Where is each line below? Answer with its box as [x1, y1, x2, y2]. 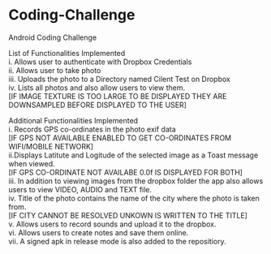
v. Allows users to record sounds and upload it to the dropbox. [8, 219, 217, 229]
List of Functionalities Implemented [8, 48, 126, 58]
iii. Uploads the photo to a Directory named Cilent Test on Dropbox [8, 74, 231, 84]
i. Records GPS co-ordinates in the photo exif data [8, 124, 176, 134]
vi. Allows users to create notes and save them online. [8, 227, 189, 237]
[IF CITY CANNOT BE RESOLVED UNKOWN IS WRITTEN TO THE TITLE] [8, 210, 247, 220]
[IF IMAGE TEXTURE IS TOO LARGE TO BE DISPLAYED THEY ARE [8, 91, 227, 101]
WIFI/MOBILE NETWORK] [8, 141, 94, 151]
